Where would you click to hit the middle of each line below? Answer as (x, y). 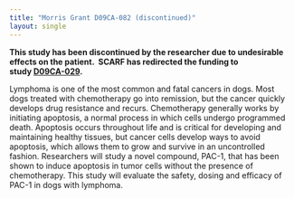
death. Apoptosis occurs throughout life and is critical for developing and (146, 127)
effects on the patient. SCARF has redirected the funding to (124, 62)
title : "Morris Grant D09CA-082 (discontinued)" (103, 18)
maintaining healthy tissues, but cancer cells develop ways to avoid (135, 137)
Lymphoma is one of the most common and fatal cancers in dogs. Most (142, 89)
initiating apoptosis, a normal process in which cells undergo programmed (147, 118)
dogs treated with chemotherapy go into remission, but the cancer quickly (147, 98)
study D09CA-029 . (46, 71)
